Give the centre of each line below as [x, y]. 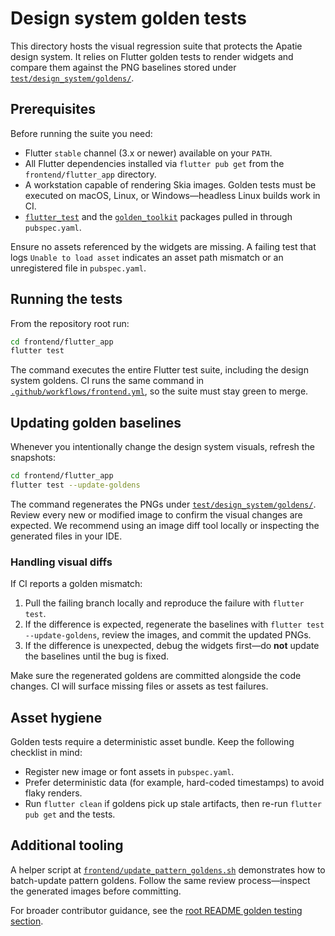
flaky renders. [53, 793]
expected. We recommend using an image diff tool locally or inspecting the [165, 525]
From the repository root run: [70, 323]
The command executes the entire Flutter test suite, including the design [159, 370]
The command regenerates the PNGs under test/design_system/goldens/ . [163, 504]
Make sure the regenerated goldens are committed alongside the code [156, 676]
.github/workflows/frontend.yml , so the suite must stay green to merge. [159, 391]
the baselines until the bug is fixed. [96, 656]
